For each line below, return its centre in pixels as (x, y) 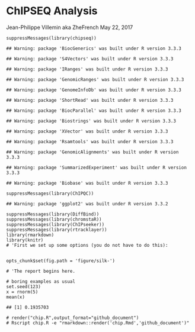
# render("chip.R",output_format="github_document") (73, 318)
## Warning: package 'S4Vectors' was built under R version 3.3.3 (90, 59)
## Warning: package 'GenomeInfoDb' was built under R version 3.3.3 (94, 90)
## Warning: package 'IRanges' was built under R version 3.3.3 (87, 69)
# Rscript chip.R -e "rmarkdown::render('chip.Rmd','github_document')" (98, 323)
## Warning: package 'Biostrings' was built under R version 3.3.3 (91, 121)
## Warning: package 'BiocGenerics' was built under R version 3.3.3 (94, 49)
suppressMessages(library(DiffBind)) (53, 214)
